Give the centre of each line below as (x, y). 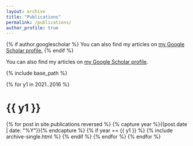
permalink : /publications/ (39, 22)
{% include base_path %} (37, 73)
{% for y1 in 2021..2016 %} (38, 85)
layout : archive (26, 11)
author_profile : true (32, 28)
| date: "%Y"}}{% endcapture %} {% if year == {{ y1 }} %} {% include (90, 131)
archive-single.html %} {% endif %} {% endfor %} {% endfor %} (84, 137)
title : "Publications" (34, 17)
